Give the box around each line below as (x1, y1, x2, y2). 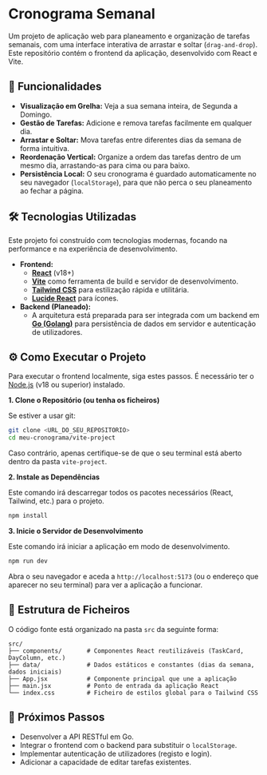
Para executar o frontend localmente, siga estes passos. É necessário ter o (8, 372, 254, 381)
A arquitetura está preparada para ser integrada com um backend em (31, 310, 260, 320)
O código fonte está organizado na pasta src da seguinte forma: (8, 624, 219, 634)
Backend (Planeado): (19, 301, 92, 312)
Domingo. (19, 109, 53, 119)
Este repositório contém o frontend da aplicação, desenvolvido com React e (8, 48, 257, 58)
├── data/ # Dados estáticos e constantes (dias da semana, (8, 661, 255, 669)
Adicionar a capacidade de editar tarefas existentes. (19, 757, 191, 767)
